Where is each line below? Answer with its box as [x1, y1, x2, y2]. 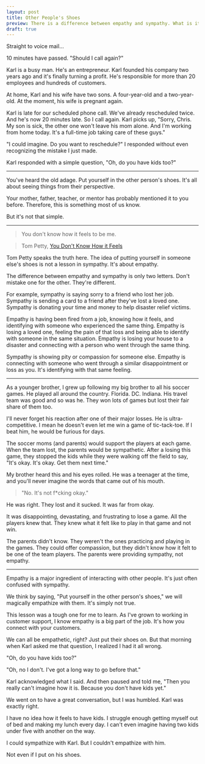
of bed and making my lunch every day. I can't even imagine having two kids [6, 721, 199, 729]
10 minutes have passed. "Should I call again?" [6, 54, 124, 62]
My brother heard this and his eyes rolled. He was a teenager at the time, [6, 471, 190, 479]
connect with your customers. [6, 624, 82, 632]
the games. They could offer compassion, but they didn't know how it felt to [6, 544, 197, 552]
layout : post [6, 9, 40, 15]
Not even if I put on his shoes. [6, 751, 82, 759]
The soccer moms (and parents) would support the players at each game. [6, 440, 192, 447]
